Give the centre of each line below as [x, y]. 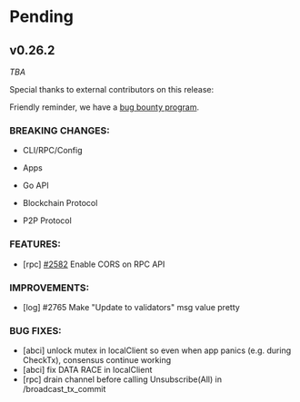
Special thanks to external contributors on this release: [112, 89]
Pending [42, 17]
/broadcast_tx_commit [64, 389]
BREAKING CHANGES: [60, 131]
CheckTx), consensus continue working [97, 360]
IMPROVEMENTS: [49, 288]
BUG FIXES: [35, 330]
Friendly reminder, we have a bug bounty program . [105, 107]
